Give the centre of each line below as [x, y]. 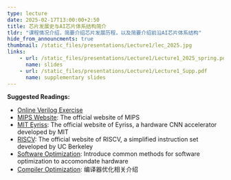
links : [16, 52]
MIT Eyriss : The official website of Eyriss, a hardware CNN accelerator [117, 125]
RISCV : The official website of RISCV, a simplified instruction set [108, 139]
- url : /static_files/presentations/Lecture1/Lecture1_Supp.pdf [113, 71]
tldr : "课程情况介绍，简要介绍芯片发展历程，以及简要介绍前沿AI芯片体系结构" [104, 33]
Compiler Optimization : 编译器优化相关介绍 [78, 170]
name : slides [44, 65]
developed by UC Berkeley [55, 147]
